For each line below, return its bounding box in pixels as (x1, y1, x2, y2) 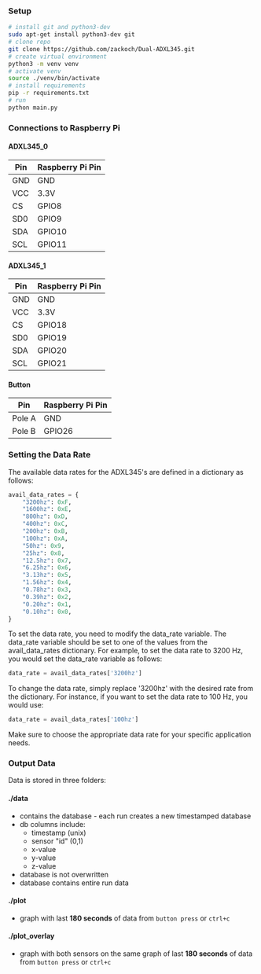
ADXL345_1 (8, 261, 46, 270)
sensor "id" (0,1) (31, 836, 84, 846)
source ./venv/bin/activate (8, 75, 101, 83)
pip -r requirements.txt (8, 89, 90, 97)
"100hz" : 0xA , (22, 535, 68, 542)
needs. (8, 738, 31, 748)
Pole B (12, 426, 36, 437)
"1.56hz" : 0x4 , (22, 579, 72, 586)
